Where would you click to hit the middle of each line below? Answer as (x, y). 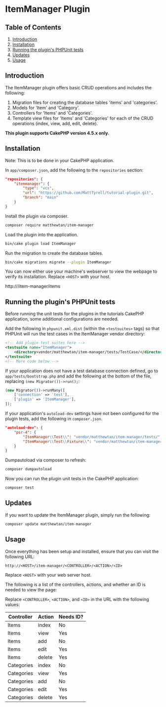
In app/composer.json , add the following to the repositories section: (74, 170)
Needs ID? (71, 617)
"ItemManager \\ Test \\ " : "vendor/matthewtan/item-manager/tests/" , (93, 437)
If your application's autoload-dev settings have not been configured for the (82, 414)
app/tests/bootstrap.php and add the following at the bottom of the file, (78, 376)
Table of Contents (33, 27)
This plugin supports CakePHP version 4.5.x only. (57, 133)
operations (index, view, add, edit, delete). (55, 123)
